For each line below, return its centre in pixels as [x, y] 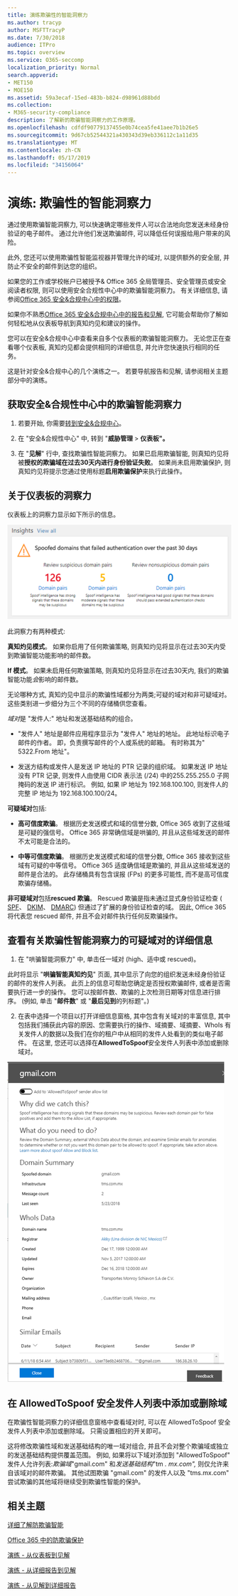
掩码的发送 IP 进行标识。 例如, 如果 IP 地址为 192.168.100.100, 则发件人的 [123, 784]
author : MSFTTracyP [36, 30]
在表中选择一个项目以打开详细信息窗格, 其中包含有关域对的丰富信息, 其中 [124, 1016]
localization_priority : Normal [54, 68]
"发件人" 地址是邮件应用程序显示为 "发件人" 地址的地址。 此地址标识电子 [123, 734]
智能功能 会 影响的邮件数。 [45, 680]
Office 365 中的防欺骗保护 [45, 1540]
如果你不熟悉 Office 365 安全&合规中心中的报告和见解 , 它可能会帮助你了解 [115, 315]
